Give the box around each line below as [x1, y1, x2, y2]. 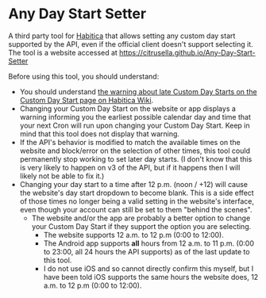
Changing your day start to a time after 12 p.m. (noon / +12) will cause [19, 179, 249, 189]
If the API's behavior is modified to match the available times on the [19, 137, 241, 147]
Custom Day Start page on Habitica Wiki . [19, 95, 154, 105]
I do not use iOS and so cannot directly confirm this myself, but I [43, 263, 254, 273]
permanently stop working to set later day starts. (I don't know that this [19, 154, 253, 163]
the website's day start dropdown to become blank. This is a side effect [19, 188, 254, 197]
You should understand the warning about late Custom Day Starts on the [19, 86, 257, 96]
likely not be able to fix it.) [19, 171, 105, 181]
